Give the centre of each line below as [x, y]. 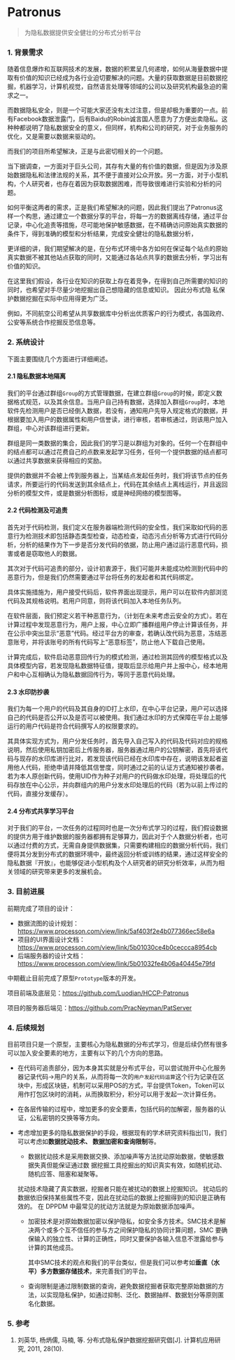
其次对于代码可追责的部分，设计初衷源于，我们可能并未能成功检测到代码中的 [117, 568]
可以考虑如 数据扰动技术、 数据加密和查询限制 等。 [89, 1141]
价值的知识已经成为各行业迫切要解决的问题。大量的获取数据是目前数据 [120, 78]
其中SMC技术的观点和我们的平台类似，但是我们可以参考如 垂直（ [121, 1262]
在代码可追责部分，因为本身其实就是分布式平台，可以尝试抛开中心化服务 [121, 1068]
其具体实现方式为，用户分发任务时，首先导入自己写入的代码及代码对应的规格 [117, 741]
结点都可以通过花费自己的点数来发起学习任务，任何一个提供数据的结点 [114, 451]
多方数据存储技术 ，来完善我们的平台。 [95, 1271]
